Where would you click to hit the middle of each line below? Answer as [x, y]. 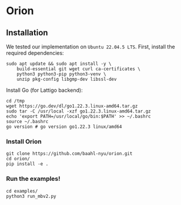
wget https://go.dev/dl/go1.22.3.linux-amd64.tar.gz [72, 106]
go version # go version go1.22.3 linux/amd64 [64, 127]
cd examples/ [22, 191]
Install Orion [24, 141]
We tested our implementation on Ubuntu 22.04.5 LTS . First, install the [90, 47]
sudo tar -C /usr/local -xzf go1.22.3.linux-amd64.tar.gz [78, 111]
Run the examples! [33, 179]
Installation [27, 33]
